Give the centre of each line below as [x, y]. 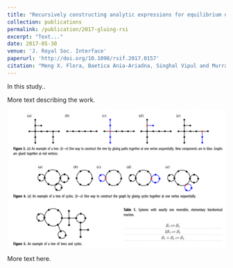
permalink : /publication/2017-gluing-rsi [68, 29]
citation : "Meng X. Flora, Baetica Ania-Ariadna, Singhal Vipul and [108, 66]
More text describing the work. [51, 100]
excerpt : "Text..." [35, 37]
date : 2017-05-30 [32, 44]
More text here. [29, 259]
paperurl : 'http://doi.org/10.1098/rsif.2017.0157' [83, 59]
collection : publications [44, 22]
